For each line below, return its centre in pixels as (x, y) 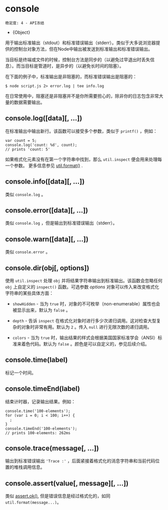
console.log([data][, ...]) (44, 118)
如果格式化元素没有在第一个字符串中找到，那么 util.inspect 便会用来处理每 (83, 159)
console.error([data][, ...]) (47, 210)
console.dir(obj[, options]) (47, 268)
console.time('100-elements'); (38, 411)
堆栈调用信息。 (29, 467)
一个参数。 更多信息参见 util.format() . (44, 165)
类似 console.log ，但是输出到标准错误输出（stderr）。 (61, 223)
